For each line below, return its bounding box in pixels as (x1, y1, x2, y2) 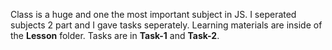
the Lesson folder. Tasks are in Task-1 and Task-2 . (10, 30, 220, 41)
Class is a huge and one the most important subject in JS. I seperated (10, 9, 297, 20)
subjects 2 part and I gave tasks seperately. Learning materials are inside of (10, 19, 323, 31)
